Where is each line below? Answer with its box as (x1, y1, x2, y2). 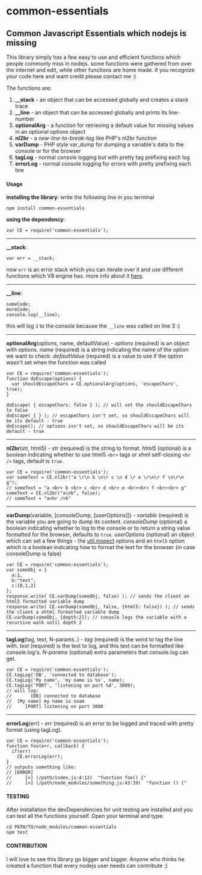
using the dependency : (6, 216, 66, 223)
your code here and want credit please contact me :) (6, 73, 136, 79)
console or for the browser (14, 148, 81, 154)
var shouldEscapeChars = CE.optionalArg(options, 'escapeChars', (11, 381, 179, 387)
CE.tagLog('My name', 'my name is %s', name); (6, 677, 125, 683)
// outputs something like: (6, 764, 77, 770)
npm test (6, 829, 28, 835)
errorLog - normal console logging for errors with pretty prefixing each (14, 160, 191, 167)
